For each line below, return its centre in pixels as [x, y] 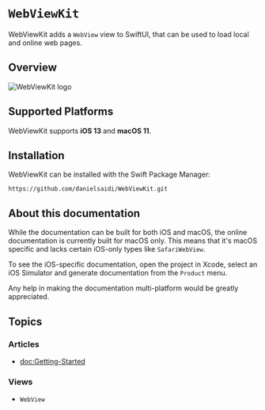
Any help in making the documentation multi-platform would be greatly [123, 288]
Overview [33, 68]
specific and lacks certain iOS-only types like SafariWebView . [107, 249]
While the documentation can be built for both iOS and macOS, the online [128, 233]
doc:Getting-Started [52, 361]
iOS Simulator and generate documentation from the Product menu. [118, 273]
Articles [24, 344]
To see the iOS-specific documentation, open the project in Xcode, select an [133, 264]
